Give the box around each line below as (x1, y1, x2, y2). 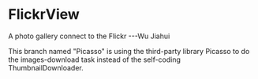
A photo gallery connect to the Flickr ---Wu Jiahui (8, 31, 170, 41)
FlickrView (8, 5, 80, 23)
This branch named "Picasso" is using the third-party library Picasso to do (8, 46, 250, 56)
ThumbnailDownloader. (8, 63, 84, 72)
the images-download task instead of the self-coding (8, 55, 181, 64)
